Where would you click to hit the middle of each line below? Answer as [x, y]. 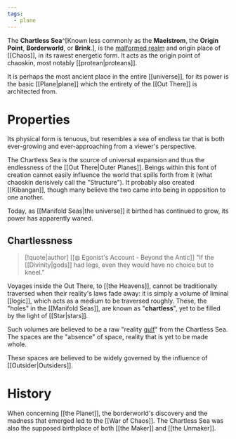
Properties [39, 119]
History [29, 394]
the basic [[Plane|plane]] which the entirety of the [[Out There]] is [103, 84]
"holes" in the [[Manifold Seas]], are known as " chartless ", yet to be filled [114, 308]
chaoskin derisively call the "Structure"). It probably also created [101, 183]
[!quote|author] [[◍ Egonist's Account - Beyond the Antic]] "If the [119, 258]
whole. [17, 344]
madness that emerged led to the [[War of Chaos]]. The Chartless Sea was [115, 421]
